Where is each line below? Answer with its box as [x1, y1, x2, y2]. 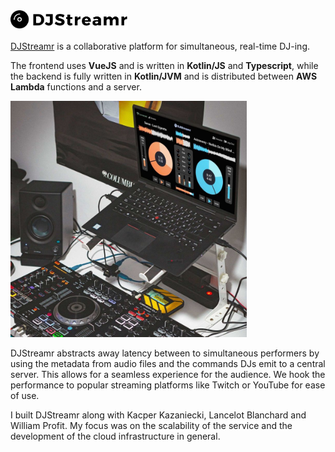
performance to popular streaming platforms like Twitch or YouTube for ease [10, 379, 326, 391]
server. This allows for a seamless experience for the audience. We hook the [10, 369, 326, 380]
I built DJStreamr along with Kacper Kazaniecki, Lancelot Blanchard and [10, 409, 307, 421]
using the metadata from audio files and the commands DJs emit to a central [10, 358, 326, 369]
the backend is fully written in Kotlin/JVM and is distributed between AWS [10, 70, 318, 82]
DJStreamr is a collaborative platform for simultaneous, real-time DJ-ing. [10, 40, 311, 52]
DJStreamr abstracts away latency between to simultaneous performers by [10, 347, 320, 359]
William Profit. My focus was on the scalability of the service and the [10, 420, 293, 431]
